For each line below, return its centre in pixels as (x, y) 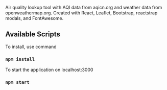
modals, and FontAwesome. (34, 18)
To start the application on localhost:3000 (49, 70)
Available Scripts (33, 35)
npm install (20, 59)
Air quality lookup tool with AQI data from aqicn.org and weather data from (84, 7)
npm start (17, 82)
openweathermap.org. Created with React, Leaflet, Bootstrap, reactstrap (81, 13)
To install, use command (31, 47)
